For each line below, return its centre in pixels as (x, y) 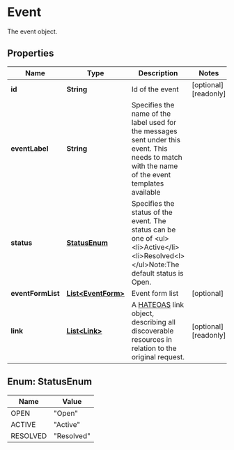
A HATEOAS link (158, 304)
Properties (31, 53)
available (146, 192)
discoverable (153, 331)
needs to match (157, 157)
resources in (152, 339)
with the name (155, 166)
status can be (154, 230)
